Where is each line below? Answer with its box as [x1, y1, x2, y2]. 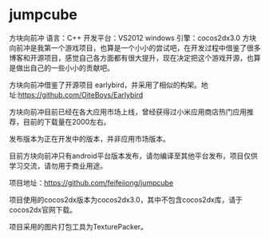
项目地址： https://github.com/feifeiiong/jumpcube [9, 177, 174, 187]
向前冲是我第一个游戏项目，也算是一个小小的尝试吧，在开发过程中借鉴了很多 [9, 42, 261, 53]
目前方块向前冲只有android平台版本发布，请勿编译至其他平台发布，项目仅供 [9, 150, 259, 161]
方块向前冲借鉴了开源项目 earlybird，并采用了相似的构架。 [9, 80, 202, 90]
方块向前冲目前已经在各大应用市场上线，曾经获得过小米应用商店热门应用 [9, 106, 247, 117]
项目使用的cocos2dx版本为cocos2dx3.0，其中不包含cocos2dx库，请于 [9, 194, 243, 205]
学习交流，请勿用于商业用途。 [9, 161, 107, 170]
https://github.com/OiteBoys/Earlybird [18, 90, 144, 99]
